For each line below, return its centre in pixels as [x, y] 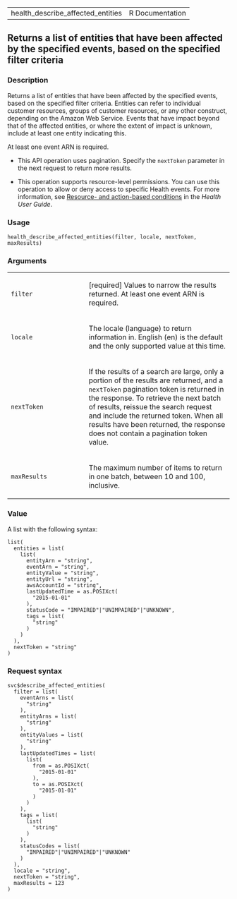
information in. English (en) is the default [156, 337]
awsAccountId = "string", [64, 585]
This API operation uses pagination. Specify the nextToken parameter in [121, 160]
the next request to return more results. [75, 168]
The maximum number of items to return [155, 468]
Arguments [27, 260]
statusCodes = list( [50, 846]
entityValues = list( [51, 735]
